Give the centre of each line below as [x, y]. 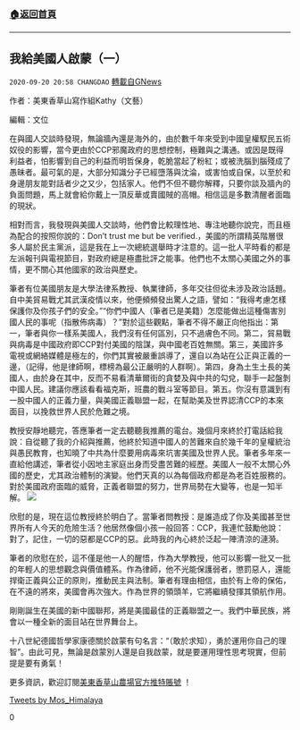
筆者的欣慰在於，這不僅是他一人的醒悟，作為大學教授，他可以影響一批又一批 [150, 558]
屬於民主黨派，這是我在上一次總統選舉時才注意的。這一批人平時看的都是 [158, 247]
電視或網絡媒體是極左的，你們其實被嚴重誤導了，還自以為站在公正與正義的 [146, 356]
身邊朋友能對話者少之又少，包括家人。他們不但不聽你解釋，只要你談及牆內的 [150, 183]
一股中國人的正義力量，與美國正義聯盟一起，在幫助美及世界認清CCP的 [139, 401]
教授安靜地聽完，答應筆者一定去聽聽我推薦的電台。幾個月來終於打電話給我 [146, 430]
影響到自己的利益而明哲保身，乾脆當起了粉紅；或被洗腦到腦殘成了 [169, 161]
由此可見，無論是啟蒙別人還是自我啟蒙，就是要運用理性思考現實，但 [154, 652]
